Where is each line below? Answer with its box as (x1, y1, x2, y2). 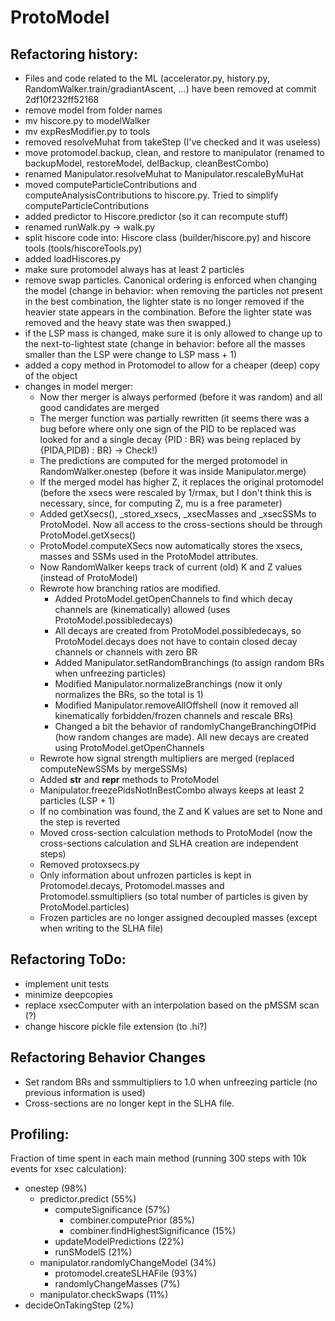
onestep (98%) (24, 1182, 88, 1195)
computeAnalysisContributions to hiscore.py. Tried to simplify (24, 189, 279, 201)
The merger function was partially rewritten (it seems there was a (39, 412, 310, 424)
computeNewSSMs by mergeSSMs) (39, 763, 188, 775)
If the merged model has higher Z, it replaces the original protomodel (39, 476, 324, 488)
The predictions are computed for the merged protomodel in (39, 455, 288, 466)
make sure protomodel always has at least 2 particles (24, 264, 245, 275)
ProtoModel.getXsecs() (39, 529, 137, 541)
